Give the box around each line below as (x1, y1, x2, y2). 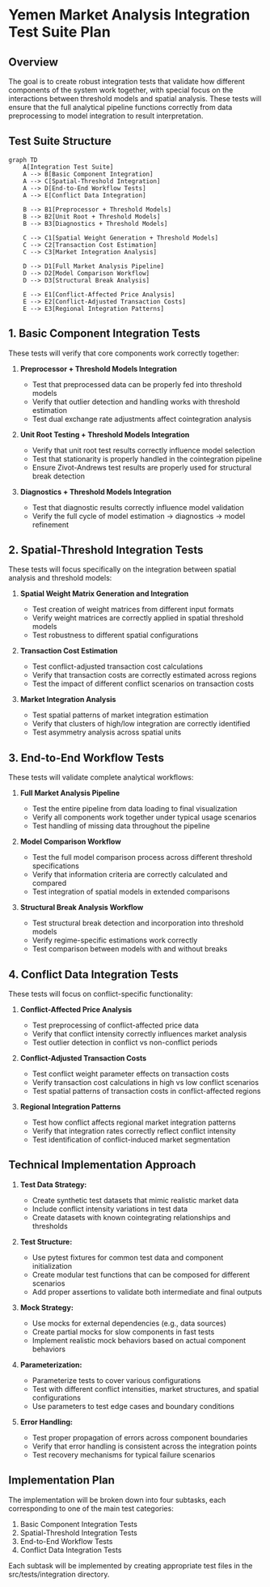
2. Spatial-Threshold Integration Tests (8, 543, 204, 557)
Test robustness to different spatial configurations (32, 630, 199, 640)
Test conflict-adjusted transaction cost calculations (32, 662, 204, 671)
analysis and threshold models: (8, 573, 112, 583)
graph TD (8, 155, 38, 164)
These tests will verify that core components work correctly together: (8, 348, 240, 358)
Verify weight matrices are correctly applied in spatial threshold (32, 613, 244, 623)
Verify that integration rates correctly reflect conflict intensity (32, 1126, 236, 1136)
